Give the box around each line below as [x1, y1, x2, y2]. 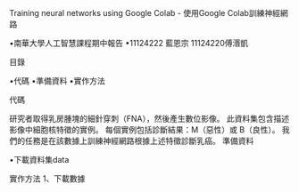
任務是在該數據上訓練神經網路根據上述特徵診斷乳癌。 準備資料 [24, 136, 254, 146]
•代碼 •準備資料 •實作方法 [9, 76, 105, 86]
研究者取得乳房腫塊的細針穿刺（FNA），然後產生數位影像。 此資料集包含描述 [9, 114, 290, 124]
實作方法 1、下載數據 [9, 173, 86, 184]
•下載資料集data [9, 155, 70, 164]
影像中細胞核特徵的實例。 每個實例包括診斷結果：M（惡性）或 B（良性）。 [9, 124, 280, 135]
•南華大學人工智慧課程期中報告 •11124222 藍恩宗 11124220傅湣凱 [9, 38, 248, 48]
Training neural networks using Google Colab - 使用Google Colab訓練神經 [9, 8, 281, 18]
